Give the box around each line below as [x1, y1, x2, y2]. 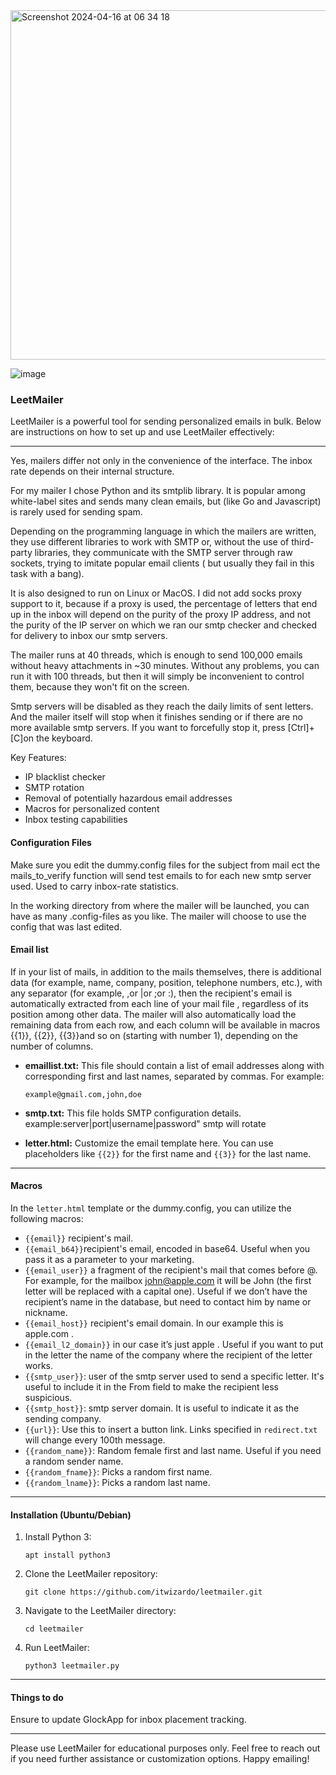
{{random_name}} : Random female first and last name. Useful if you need [24, 1444, 322, 1456]
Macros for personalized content [24, 803, 160, 815]
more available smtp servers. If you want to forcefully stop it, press [10, 722, 286, 734]
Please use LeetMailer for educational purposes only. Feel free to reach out [10, 1742, 321, 1754]
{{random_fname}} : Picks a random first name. [24, 1465, 213, 1478]
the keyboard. [36, 732, 93, 744]
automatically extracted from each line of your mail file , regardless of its [10, 997, 309, 1009]
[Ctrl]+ [287, 722, 315, 734]
